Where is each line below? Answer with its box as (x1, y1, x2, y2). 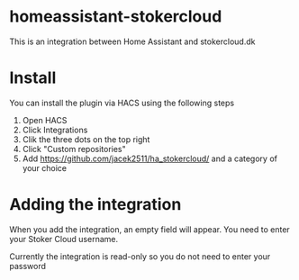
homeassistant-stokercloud (9, 6, 222, 27)
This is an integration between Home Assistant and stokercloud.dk (9, 36, 256, 47)
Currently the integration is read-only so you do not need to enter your (9, 250, 271, 262)
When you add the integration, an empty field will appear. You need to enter (9, 223, 290, 235)
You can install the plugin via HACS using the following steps (9, 97, 235, 108)
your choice (22, 162, 68, 173)
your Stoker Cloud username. (9, 233, 119, 244)
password (9, 260, 47, 271)
